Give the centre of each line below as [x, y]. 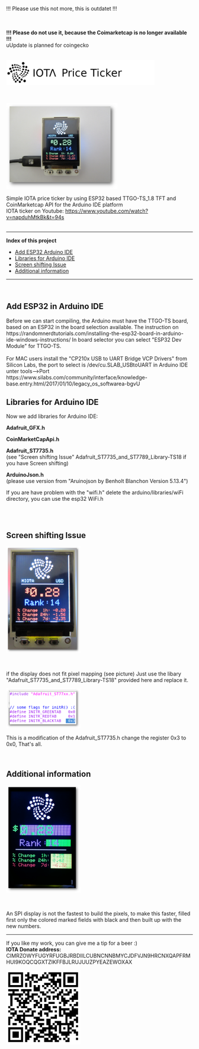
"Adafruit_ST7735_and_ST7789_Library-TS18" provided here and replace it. [97, 680]
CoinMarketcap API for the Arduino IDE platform [65, 204]
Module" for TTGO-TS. [34, 346]
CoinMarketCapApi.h [33, 439]
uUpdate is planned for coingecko [47, 45]
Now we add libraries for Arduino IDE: [52, 416]
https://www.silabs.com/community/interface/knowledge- [77, 377]
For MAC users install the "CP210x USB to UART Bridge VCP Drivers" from [97, 358]
